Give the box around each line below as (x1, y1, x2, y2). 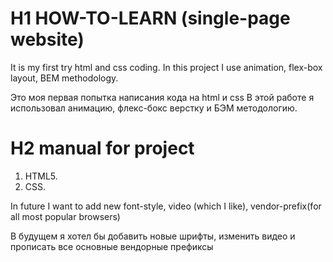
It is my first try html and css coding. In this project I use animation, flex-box (10, 61, 323, 73)
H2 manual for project (10, 137, 195, 160)
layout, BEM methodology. (10, 72, 119, 84)
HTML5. (24, 170, 58, 182)
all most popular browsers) (10, 210, 121, 222)
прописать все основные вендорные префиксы (10, 240, 214, 252)
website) (10, 28, 85, 51)
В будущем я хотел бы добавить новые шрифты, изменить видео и (10, 230, 296, 242)
